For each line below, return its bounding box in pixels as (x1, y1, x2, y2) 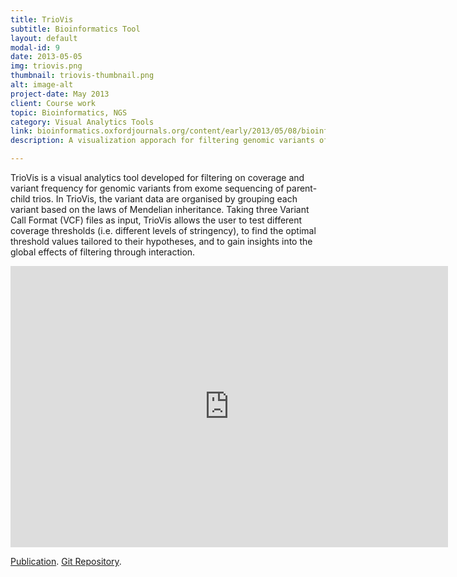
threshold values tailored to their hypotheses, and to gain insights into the (10, 236, 313, 247)
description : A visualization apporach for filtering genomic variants (10, 136, 315, 146)
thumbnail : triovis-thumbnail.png (10, 71, 155, 81)
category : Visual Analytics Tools (10, 117, 155, 127)
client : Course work (10, 98, 97, 108)
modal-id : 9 (10, 42, 60, 53)
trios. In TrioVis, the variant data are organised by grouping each (32, 193, 298, 205)
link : (10, 126, 33, 136)
